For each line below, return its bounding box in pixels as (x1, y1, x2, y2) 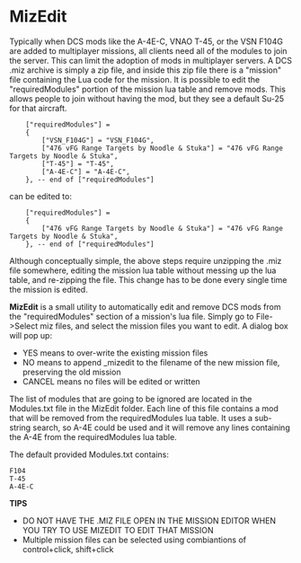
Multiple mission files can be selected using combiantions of (22, 534, 247, 545)
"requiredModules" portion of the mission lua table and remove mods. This (9, 84, 286, 94)
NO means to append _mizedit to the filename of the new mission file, (22, 356, 280, 367)
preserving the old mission (22, 366, 121, 377)
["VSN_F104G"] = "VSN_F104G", (41, 136, 155, 145)
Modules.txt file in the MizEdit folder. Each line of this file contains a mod (9, 402, 279, 414)
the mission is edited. (9, 284, 88, 295)
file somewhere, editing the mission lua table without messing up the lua (9, 265, 277, 276)
